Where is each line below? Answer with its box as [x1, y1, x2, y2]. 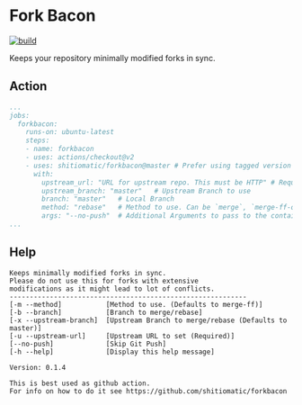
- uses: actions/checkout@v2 [25, 153, 135, 162]
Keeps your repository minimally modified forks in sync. [9, 52, 216, 63]
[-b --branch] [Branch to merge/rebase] [9, 308, 203, 317]
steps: [25, 136, 50, 145]
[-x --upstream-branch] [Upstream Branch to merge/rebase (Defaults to [9, 316, 288, 325]
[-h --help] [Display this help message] [9, 347, 216, 356]
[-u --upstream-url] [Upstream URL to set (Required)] [9, 331, 235, 340]
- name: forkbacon [25, 145, 94, 154]
